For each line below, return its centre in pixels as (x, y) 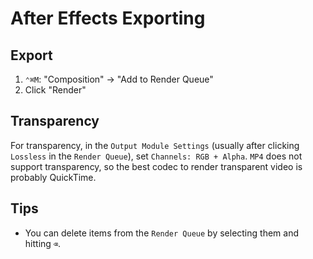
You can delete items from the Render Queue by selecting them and (161, 233)
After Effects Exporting (108, 18)
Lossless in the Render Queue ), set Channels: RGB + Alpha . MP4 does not (156, 156)
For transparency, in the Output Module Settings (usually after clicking (155, 145)
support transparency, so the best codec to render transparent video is (156, 166)
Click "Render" (55, 90)
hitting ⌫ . (43, 243)
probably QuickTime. (53, 177)
